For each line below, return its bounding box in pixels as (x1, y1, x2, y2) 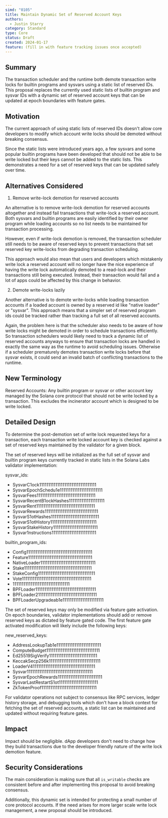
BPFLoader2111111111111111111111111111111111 (12, 592, 97, 598)
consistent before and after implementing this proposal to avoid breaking (5, 782, 155, 788)
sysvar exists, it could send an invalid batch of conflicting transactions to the (5, 354, 163, 361)
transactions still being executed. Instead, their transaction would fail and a (5, 272, 159, 278)
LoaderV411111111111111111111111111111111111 (12, 663, 95, 669)
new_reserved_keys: (5, 632, 47, 638)
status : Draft (5, 36, 35, 41)
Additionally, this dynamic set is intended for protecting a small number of (5, 797, 157, 803)
